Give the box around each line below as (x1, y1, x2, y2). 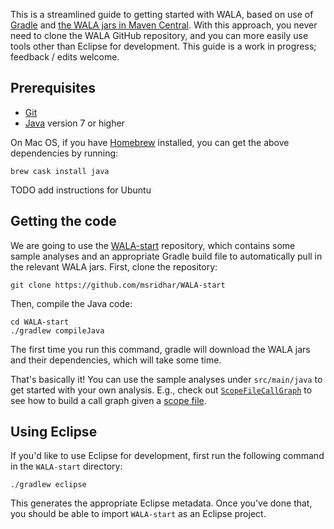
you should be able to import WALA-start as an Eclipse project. (10, 508, 267, 520)
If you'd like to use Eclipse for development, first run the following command (10, 450, 325, 462)
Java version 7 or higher (24, 117, 125, 129)
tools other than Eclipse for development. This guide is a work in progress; (10, 40, 317, 52)
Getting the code (10, 213, 117, 230)
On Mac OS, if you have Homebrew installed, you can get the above (10, 136, 290, 148)
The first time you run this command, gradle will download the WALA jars (10, 343, 311, 355)
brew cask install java (10, 166, 110, 176)
